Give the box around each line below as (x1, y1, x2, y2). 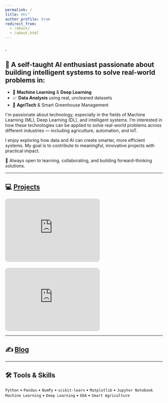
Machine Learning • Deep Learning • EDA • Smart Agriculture (5, 392, 130, 398)
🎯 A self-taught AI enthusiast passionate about (5, 60, 154, 69)
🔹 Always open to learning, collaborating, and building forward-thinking (5, 158, 152, 164)
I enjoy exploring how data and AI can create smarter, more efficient (5, 137, 145, 143)
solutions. (5, 163, 25, 169)
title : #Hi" (5, 12, 30, 17)
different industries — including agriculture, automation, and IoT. (5, 128, 138, 134)
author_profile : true (5, 16, 50, 21)
